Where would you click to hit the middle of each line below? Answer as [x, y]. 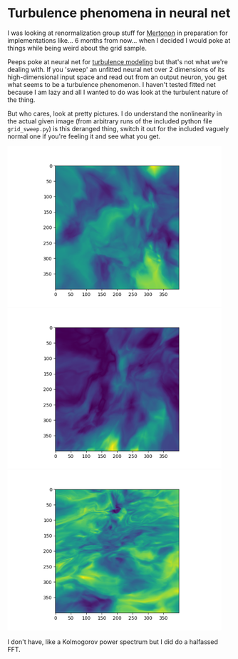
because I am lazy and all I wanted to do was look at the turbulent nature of [118, 92]
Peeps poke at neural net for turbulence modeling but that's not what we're [118, 61]
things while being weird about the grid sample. [77, 48]
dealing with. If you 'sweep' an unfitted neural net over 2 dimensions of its [116, 69]
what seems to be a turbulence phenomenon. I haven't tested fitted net [112, 84]
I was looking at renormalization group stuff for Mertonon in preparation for [118, 33]
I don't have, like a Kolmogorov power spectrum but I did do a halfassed [113, 642]
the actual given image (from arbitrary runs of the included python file [110, 121]
